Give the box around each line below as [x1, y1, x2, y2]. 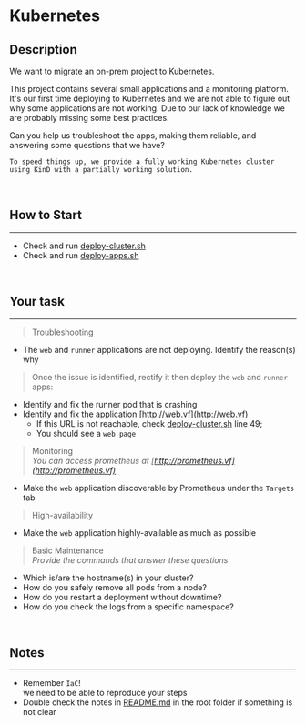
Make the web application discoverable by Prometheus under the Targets [22, 482, 295, 493]
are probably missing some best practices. [9, 113, 170, 123]
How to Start [9, 207, 82, 223]
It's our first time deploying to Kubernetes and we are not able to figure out [9, 93, 291, 104]
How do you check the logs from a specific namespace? [22, 601, 235, 612]
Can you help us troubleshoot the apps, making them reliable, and [9, 130, 257, 141]
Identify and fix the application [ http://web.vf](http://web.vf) [22, 408, 249, 419]
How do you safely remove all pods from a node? [22, 581, 208, 592]
